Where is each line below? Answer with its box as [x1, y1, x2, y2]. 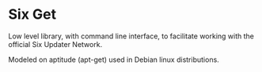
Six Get [8, 5, 57, 23]
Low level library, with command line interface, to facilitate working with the [8, 31, 255, 41]
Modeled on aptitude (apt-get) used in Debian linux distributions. [8, 55, 219, 64]
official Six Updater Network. [8, 39, 103, 49]
